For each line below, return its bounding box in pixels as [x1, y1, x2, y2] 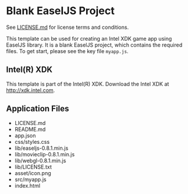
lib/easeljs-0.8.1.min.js [14, 144, 69, 152]
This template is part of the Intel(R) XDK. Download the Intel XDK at [6, 80, 169, 87]
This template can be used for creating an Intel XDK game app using [6, 35, 172, 42]
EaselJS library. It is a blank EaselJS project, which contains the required [6, 41, 183, 48]
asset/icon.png [14, 169, 51, 176]
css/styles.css [14, 138, 50, 145]
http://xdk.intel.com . [6, 87, 55, 94]
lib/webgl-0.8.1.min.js [14, 157, 67, 164]
